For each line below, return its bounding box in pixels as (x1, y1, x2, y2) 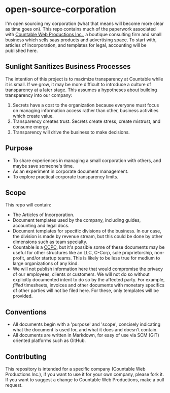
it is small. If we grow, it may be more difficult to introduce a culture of (5, 81, 151, 87)
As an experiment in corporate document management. (12, 168, 128, 174)
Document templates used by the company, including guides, (12, 217, 141, 223)
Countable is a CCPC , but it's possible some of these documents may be (12, 244, 165, 250)
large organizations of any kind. (12, 260, 79, 267)
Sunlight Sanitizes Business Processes (5, 62, 131, 71)
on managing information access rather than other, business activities (12, 107, 159, 113)
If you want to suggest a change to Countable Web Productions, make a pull (5, 377, 164, 383)
